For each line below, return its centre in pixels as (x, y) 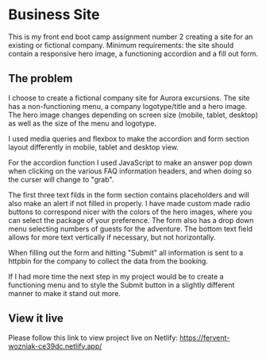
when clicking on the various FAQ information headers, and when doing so (130, 171)
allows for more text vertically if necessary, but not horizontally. (112, 237)
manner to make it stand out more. (65, 293)
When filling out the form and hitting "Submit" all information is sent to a (126, 252)
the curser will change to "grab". (61, 179)
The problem (40, 78)
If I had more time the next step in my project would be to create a (116, 276)
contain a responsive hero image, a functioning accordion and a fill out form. (133, 53)
